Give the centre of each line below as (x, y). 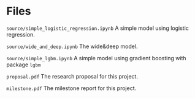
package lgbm (24, 65)
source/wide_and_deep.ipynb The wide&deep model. (72, 46)
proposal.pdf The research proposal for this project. (72, 76)
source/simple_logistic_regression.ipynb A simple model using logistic (97, 28)
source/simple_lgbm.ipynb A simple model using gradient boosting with (96, 58)
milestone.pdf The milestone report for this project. (71, 88)
